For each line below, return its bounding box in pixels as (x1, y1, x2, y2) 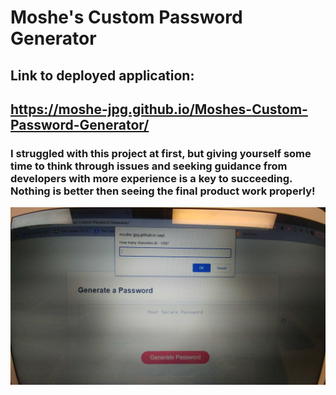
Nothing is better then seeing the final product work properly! (10, 184, 316, 198)
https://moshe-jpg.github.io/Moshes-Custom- (10, 101, 308, 118)
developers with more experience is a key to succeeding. (10, 171, 293, 185)
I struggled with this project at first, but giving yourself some (10, 146, 312, 160)
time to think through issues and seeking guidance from (10, 159, 288, 173)
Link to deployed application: (10, 67, 195, 84)
